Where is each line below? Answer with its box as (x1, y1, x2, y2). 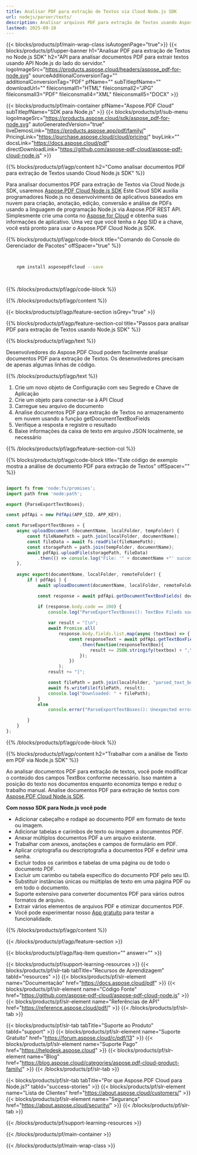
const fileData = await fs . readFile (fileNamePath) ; (27, 539, 157, 545)
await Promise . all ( (47, 626, 96, 631)
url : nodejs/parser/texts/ (6, 14, 72, 20)
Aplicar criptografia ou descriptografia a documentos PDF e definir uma (14, 847, 188, 854)
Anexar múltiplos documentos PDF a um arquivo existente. (14, 834, 157, 841)
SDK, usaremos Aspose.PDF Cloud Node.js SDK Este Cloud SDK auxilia (6, 187, 179, 194)
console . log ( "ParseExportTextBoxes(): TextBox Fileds (47, 609, 182, 615)
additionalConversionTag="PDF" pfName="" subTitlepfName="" (6, 79, 161, 86)
